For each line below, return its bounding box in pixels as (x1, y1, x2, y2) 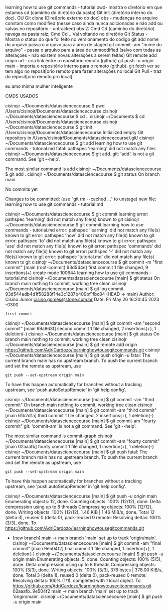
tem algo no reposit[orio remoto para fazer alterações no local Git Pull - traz (5, 68, 162, 74)
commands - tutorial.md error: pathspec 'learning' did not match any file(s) (5, 227, 160, 233)
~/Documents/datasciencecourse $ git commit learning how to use (5, 222, 144, 227)
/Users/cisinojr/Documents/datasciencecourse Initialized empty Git (5, 130, 144, 135)
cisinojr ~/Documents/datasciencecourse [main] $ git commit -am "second (5, 320, 160, 326)
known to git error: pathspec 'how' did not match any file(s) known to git (5, 232, 154, 238)
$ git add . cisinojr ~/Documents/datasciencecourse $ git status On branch (5, 171, 160, 177)
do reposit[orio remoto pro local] (5, 74, 73, 79)
